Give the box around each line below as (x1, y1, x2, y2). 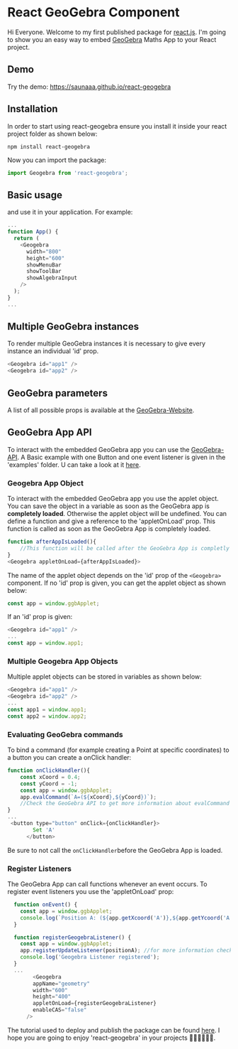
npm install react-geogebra (7, 143, 91, 150)
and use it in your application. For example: (7, 208, 133, 217)
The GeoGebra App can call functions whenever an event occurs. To (7, 880, 208, 888)
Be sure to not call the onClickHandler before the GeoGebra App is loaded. (7, 846, 223, 854)
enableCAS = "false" (33, 1006, 87, 1013)
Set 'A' (33, 826, 55, 834)
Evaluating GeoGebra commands (7, 729, 123, 739)
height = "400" (33, 993, 72, 1001)
